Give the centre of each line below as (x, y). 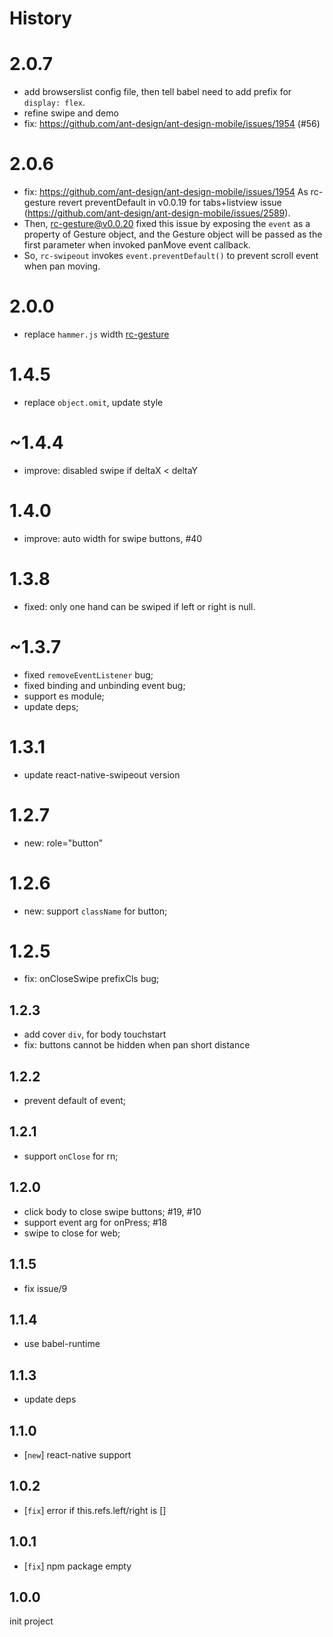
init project (31, 1621)
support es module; (64, 696)
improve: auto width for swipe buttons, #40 (113, 538)
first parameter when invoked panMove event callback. (137, 245)
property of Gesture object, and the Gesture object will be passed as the (173, 234)
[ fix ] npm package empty (77, 1566)
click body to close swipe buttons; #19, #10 (112, 1211)
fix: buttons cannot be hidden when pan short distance (137, 1045)
